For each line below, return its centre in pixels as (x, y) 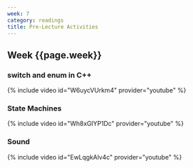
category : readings (36, 20)
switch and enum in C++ (50, 75)
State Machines (34, 108)
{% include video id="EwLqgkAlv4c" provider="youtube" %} (95, 157)
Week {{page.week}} (55, 55)
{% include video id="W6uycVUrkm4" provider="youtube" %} (97, 90)
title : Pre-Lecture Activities (53, 27)
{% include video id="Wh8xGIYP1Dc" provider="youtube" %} (95, 124)
